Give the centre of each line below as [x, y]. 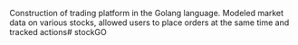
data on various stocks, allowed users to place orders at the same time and [149, 22]
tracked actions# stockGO [58, 32]
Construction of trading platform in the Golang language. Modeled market [146, 13]
